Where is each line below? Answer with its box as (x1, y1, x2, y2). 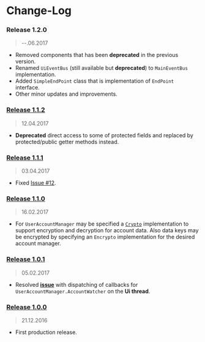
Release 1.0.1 (6, 255, 45, 264)
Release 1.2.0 (6, 26, 47, 34)
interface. (15, 84, 40, 91)
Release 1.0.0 (6, 303, 47, 311)
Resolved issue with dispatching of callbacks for (15, 281, 138, 288)
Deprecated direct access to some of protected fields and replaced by (15, 131, 194, 139)
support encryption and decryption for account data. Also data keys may (15, 227, 199, 234)
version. (15, 58, 36, 65)
